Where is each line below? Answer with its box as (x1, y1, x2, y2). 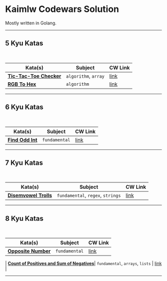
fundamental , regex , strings (57, 192, 121, 199)
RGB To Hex (7, 81, 36, 88)
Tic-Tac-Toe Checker (7, 72, 62, 79)
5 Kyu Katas (5, 39, 44, 48)
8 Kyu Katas (5, 214, 44, 223)
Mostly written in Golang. (5, 20, 57, 26)
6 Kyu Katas (5, 103, 44, 112)
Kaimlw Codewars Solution (5, 3, 119, 15)
